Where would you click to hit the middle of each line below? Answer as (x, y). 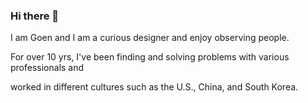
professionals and (47, 68)
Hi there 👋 (35, 16)
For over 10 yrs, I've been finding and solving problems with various (150, 57)
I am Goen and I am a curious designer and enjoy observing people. (150, 38)
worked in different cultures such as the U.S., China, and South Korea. (154, 87)
